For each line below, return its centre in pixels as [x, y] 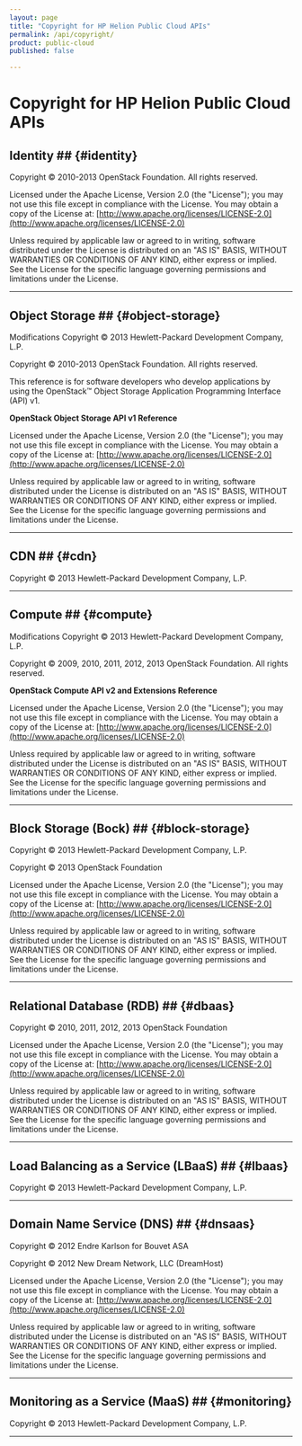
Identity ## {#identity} [74, 155]
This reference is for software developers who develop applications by [140, 381]
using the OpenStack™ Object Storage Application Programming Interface [145, 391]
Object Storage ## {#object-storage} [115, 315]
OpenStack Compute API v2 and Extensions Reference [113, 690]
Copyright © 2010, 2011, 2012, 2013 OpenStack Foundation [118, 1028]
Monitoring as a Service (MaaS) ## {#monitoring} [151, 1402]
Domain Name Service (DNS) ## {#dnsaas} [132, 1224]
